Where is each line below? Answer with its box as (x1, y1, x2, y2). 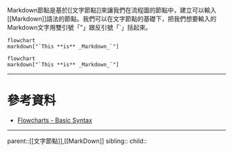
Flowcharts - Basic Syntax (17, 116, 92, 124)
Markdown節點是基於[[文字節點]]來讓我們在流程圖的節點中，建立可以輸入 (7, 6, 217, 14)
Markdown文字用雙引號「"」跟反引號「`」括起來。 (7, 23, 152, 31)
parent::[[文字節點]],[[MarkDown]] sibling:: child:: (7, 137, 147, 145)
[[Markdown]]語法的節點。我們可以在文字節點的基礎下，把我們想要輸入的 (7, 15, 217, 23)
